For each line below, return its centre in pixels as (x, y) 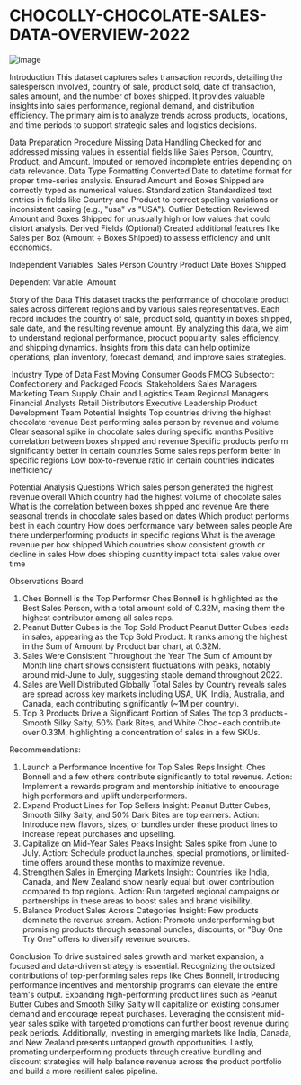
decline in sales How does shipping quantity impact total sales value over (145, 554)
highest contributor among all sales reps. (98, 618)
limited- (275, 853)
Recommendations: (45, 749)
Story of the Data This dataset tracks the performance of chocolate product (149, 299)
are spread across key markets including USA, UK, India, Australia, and (153, 694)
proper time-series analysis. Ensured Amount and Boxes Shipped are (137, 180)
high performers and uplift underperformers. (105, 796)
